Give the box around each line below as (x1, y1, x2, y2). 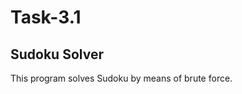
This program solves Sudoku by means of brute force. (10, 72, 233, 84)
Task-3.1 (10, 6, 82, 29)
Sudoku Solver (10, 46, 104, 63)
